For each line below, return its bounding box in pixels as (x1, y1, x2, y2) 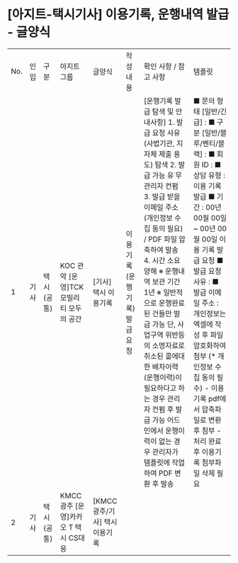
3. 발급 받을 (143, 191, 181, 201)
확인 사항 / (143, 61, 177, 71)
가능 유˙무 (152, 170, 183, 180)
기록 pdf (193, 394, 220, 403)
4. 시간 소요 (143, 255, 181, 265)
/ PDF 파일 (143, 234, 177, 244)
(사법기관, (143, 138, 175, 148)
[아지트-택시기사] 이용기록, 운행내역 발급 (7, 6, 229, 23)
